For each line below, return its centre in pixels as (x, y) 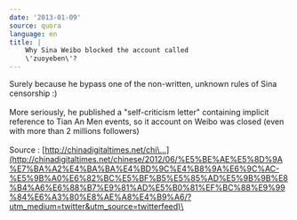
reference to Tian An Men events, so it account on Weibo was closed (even (147, 122)
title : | (25, 42)
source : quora (36, 26)
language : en (33, 34)
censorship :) (33, 93)
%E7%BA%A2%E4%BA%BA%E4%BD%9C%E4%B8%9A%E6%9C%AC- (144, 169)
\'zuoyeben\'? (51, 59)
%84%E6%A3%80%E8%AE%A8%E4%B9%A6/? (100, 197)
